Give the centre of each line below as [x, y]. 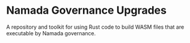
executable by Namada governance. [51, 33]
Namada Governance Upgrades [87, 10]
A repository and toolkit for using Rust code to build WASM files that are [95, 27]
